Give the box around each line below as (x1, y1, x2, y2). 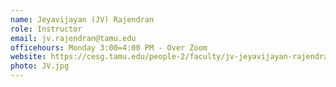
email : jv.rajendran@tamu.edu (10, 33, 137, 43)
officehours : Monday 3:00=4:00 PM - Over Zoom (10, 42, 208, 53)
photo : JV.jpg (10, 61, 70, 71)
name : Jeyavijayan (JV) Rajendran (10, 14, 155, 25)
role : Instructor (10, 24, 83, 34)
